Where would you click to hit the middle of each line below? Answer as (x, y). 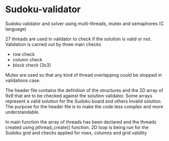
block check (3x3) (32, 65)
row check (24, 54)
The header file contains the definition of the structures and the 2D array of (84, 90)
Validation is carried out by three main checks (53, 44)
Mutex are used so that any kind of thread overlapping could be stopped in (83, 75)
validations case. (23, 80)
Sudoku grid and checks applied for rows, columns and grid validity (76, 133)
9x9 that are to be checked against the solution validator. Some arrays (79, 96)
